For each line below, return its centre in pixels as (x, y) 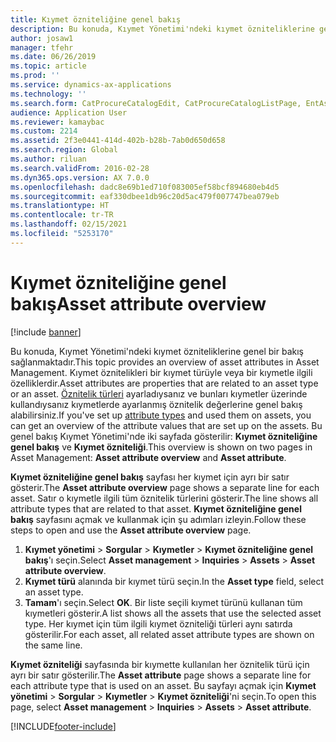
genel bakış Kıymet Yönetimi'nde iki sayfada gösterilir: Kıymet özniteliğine (164, 436)
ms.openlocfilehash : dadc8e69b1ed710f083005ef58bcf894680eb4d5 (145, 187)
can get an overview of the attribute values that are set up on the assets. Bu (166, 425)
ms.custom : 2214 (44, 131)
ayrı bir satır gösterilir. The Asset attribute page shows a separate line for (161, 675)
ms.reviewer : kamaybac (57, 122)
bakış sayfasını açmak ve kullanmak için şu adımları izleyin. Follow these (158, 519)
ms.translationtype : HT (60, 206)
